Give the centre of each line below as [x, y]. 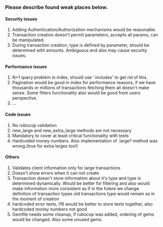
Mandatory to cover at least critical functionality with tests [70, 136]
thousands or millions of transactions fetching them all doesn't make [81, 88]
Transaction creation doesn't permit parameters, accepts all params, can [85, 35]
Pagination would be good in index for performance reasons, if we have [84, 83]
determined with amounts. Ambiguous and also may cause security [80, 51]
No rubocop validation [34, 125]
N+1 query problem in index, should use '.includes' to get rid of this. [80, 77]
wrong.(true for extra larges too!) [45, 146]
